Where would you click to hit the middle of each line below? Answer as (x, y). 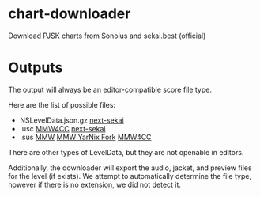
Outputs (36, 68)
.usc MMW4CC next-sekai (62, 128)
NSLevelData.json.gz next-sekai (72, 120)
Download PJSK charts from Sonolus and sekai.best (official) (107, 36)
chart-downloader (70, 14)
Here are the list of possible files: (62, 104)
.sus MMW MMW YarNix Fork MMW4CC (85, 137)
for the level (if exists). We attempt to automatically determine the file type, (130, 176)
